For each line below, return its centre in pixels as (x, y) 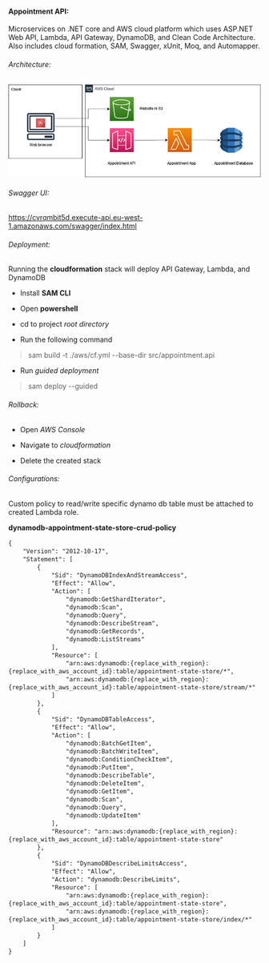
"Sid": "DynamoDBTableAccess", (103, 719)
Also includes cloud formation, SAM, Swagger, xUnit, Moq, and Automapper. (134, 46)
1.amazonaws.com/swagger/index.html (73, 226)
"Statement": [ (48, 559)
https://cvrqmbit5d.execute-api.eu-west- (76, 218)
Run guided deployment (59, 371)
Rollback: (24, 404)
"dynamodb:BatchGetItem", (108, 743)
